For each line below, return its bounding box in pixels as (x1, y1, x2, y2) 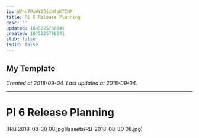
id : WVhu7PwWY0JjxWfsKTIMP (6, 8, 73, 15)
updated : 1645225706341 (6, 25, 65, 31)
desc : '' (6, 20, 28, 25)
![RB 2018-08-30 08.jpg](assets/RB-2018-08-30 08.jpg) (6, 125, 143, 132)
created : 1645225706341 (6, 31, 65, 37)
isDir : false (6, 42, 38, 48)
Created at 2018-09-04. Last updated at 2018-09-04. (6, 79, 137, 86)
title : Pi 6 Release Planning (6, 14, 81, 20)
